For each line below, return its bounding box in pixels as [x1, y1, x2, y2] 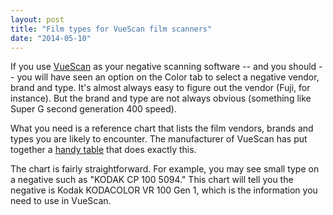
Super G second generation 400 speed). [10, 103, 177, 115]
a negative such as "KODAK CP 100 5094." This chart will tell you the [10, 174, 294, 186]
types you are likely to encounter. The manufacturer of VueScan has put [10, 133, 308, 145]
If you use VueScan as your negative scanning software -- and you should [10, 61, 317, 73]
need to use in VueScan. [10, 195, 112, 207]
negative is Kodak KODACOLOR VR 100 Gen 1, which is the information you [10, 184, 318, 196]
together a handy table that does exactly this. [10, 144, 197, 156]
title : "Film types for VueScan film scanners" [10, 24, 213, 34]
